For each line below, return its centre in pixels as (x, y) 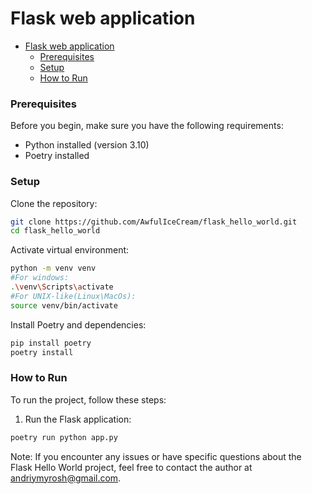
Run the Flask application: (78, 419)
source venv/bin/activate (64, 305)
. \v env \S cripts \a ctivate (62, 287)
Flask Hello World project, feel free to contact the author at (131, 467)
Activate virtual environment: (70, 250)
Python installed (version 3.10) (87, 145)
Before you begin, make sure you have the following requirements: (147, 126)
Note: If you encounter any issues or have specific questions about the (156, 456)
